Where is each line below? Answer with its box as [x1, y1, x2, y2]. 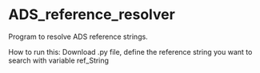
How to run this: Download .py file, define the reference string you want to [8, 47, 253, 56]
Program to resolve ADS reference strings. [8, 32, 148, 41]
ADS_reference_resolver [8, 6, 176, 24]
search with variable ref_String [8, 56, 110, 65]
